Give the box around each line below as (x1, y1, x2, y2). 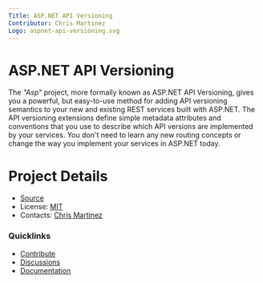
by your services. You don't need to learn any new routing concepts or (8, 130, 242, 140)
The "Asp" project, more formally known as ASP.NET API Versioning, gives (8, 87, 254, 97)
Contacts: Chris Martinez (19, 210, 103, 220)
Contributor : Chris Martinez (8, 19, 106, 27)
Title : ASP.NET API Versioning (8, 11, 113, 20)
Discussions (19, 257, 61, 267)
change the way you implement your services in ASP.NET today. (8, 139, 221, 148)
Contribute (19, 249, 56, 258)
